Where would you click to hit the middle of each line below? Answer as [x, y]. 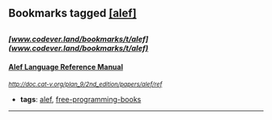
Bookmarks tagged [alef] [72, 13]
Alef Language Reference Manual [66, 67]
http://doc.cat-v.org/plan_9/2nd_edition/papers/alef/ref [85, 84]
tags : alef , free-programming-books [81, 99]
